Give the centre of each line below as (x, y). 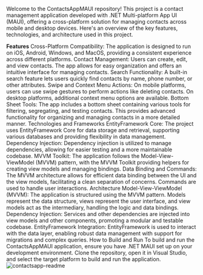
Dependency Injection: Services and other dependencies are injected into (98, 214)
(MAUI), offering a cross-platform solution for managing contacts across (96, 22)
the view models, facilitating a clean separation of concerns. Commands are (101, 182)
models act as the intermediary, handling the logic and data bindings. (92, 208)
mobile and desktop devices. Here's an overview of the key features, (92, 28)
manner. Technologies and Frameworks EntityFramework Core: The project (100, 124)
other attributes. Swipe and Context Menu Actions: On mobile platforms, (96, 85)
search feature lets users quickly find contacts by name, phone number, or (99, 79)
